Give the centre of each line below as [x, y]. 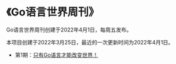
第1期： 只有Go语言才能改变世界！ [56, 55]
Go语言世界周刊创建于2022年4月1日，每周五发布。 [69, 30]
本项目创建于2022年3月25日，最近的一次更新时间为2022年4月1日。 [90, 42]
